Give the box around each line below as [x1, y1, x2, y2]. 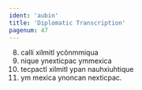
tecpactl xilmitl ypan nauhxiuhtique [20, 65, 134, 74]
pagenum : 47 [9, 26, 48, 34]
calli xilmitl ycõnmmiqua [20, 48, 99, 58]
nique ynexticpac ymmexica [20, 56, 113, 66]
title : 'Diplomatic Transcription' [9, 19, 126, 27]
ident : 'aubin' [9, 11, 59, 20]
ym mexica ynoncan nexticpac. [20, 73, 122, 83]
